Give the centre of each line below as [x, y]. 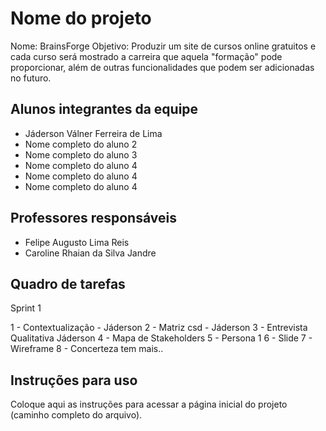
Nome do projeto [81, 18]
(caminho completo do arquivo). [76, 415]
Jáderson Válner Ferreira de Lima [93, 133]
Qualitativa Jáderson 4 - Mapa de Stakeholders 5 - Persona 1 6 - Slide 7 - [161, 338]
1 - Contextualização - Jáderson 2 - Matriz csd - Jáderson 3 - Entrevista [159, 328]
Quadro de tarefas [68, 283]
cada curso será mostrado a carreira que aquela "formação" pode [146, 56]
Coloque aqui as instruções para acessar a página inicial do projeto [149, 404]
